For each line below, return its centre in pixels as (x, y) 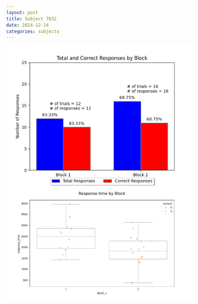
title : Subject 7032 (32, 19)
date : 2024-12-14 (28, 25)
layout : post (22, 12)
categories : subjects (33, 31)
